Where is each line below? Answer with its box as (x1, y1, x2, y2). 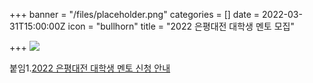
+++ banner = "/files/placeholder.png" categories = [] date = (9, 9, 261, 20)
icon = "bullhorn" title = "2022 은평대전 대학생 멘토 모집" (67, 20, 295, 32)
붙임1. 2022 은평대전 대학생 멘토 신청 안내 (9, 62, 171, 74)
